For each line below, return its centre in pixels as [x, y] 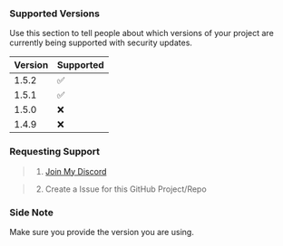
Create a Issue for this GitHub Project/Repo [126, 189]
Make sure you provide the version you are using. [102, 232]
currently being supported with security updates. [101, 43]
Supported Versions [54, 14]
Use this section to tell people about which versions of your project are [141, 33]
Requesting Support [55, 152]
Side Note [32, 213]
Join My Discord [76, 171]
